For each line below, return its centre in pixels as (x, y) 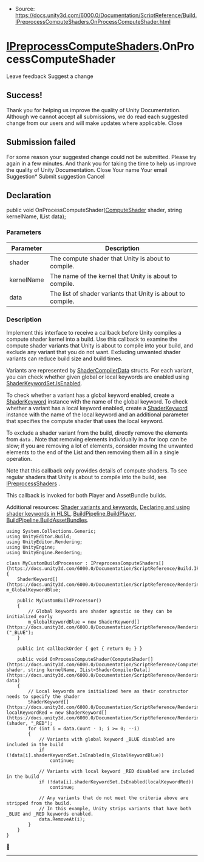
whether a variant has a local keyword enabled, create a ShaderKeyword (97, 408)
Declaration (29, 195)
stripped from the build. (39, 803)
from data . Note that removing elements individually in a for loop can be (97, 439)
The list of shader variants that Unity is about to (117, 293)
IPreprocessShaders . (33, 483)
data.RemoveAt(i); (62, 819)
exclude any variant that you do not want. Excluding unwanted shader (93, 352)
